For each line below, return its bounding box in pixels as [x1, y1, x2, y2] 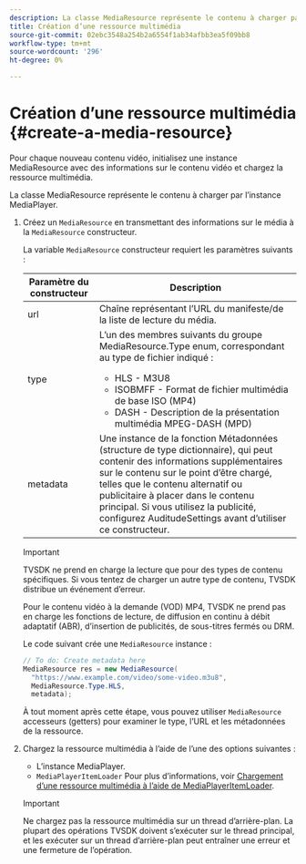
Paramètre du [28, 275, 89, 288]
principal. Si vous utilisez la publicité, [98, 500, 257, 513]
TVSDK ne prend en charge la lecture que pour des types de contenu [22, 564, 283, 575]
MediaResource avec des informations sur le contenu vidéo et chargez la [9, 161, 284, 173]
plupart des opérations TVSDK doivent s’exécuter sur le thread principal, [22, 826, 295, 837]
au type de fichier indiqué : [98, 351, 214, 364]
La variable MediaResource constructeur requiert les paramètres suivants [22, 243, 293, 255]
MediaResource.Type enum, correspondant [98, 339, 285, 352]
